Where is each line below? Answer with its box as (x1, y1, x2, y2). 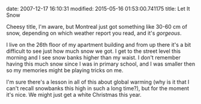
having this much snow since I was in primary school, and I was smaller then (6, 60, 196, 67)
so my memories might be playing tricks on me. (6, 67, 124, 74)
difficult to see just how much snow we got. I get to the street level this (6, 47, 181, 55)
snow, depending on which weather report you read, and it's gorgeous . (6, 29, 182, 37)
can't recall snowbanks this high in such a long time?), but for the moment (6, 85, 190, 92)
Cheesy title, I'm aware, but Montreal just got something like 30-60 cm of (6, 23, 188, 30)
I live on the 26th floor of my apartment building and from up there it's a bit (6, 41, 191, 48)
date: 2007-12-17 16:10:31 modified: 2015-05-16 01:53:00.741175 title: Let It (6, 5, 190, 12)
